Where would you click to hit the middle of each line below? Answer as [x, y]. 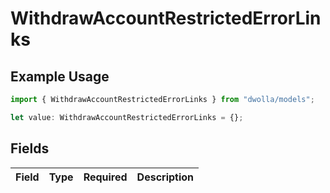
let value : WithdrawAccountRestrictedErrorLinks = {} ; [127, 117]
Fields [30, 148]
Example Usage [60, 76]
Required [105, 177]
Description [165, 177]
